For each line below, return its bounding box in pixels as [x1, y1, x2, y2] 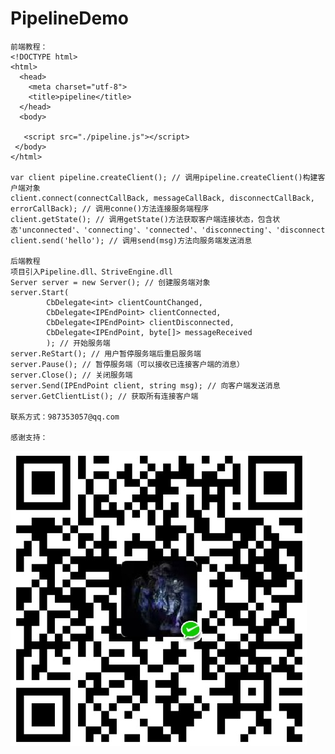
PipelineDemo [10, 7, 129, 30]
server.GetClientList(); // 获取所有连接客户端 [10, 391, 199, 401]
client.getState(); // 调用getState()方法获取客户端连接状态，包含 [10, 214, 273, 224]
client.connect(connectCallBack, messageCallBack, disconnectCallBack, [10, 193, 315, 203]
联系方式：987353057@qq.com [10, 412, 120, 422]
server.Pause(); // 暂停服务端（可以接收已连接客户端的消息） [10, 359, 245, 369]
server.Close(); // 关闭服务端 [10, 370, 133, 380]
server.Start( [10, 287, 70, 297]
